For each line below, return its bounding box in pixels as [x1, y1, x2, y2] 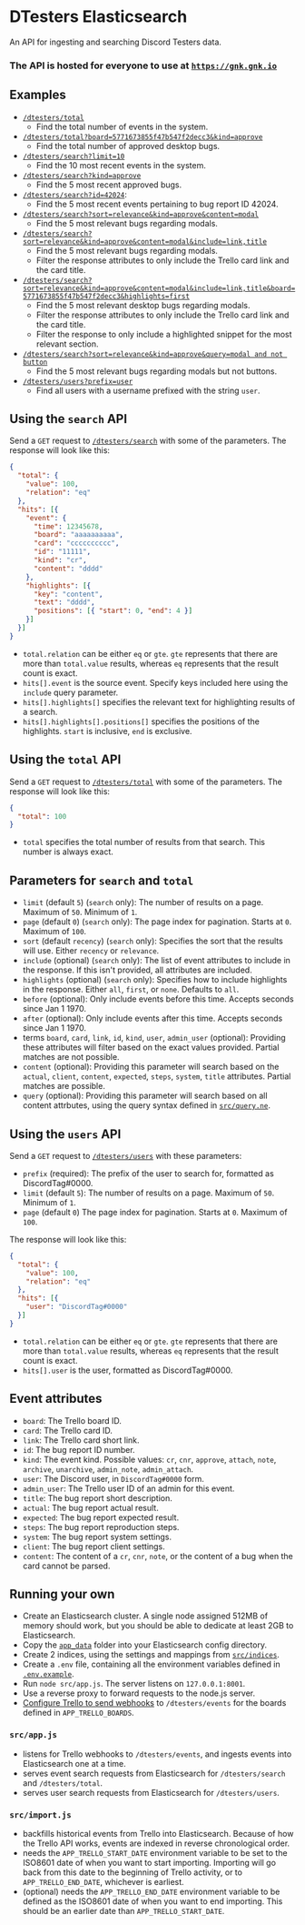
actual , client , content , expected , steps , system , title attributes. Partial [22, 1071, 291, 1082]
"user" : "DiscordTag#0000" [25, 1303, 128, 1312]
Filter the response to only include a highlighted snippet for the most [35, 328, 292, 339]
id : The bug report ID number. [22, 1444, 135, 1455]
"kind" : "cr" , [33, 556, 88, 565]
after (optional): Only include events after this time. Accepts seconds [22, 1013, 283, 1024]
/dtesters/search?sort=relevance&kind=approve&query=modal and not [22, 349, 283, 358]
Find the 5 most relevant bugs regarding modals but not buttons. [35, 366, 278, 377]
